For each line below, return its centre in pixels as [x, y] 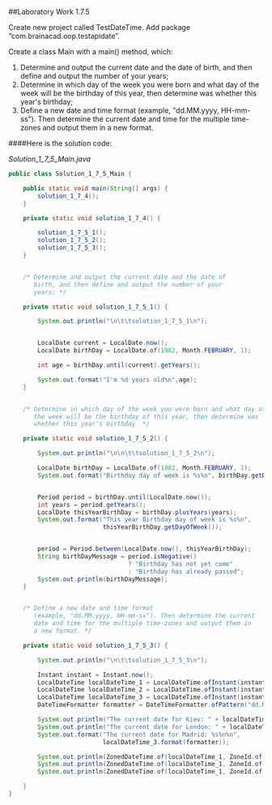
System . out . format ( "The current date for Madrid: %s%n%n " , [139, 735]
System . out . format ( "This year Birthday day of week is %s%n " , [144, 520]
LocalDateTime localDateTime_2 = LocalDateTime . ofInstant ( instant [152, 690]
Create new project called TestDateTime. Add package [100, 27]
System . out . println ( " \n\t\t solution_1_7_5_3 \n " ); [123, 660]
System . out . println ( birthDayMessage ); [103, 579]
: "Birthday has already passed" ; [186, 571]
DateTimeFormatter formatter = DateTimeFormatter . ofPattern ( [143, 705]
